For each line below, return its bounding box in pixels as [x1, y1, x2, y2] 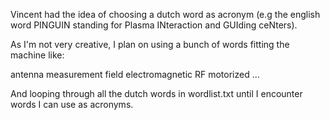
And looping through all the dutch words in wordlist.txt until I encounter [10, 88, 303, 99]
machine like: [10, 49, 65, 61]
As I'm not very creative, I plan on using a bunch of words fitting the [10, 39, 290, 50]
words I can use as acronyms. [10, 99, 134, 110]
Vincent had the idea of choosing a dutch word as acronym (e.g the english [10, 9, 321, 20]
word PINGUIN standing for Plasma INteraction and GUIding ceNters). [10, 19, 298, 31]
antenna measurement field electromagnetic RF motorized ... [10, 69, 260, 80]
